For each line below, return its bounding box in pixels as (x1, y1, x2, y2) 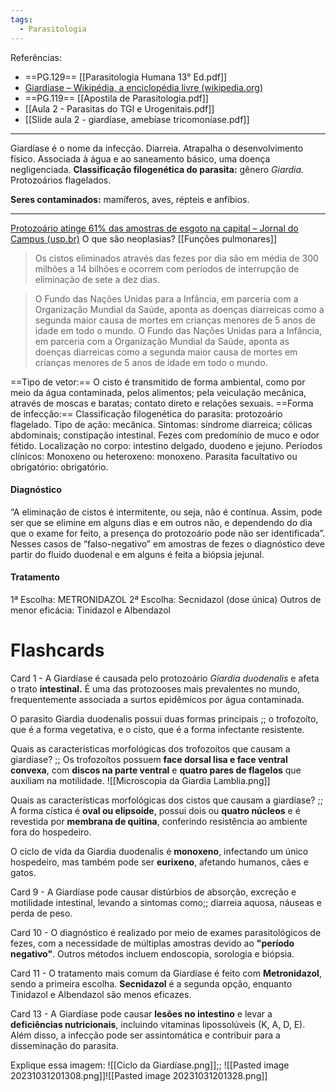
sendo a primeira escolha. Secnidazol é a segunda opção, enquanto (10, 977, 293, 990)
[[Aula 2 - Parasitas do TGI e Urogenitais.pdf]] (24, 102, 215, 115)
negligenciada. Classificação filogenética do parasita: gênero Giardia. (10, 163, 305, 175)
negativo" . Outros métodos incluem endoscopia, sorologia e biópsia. (10, 947, 295, 960)
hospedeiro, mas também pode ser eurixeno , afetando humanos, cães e (10, 856, 309, 868)
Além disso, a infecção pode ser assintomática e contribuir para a (10, 1029, 281, 1041)
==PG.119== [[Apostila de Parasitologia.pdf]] (24, 92, 209, 104)
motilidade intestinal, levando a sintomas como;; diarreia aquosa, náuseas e (10, 896, 322, 908)
